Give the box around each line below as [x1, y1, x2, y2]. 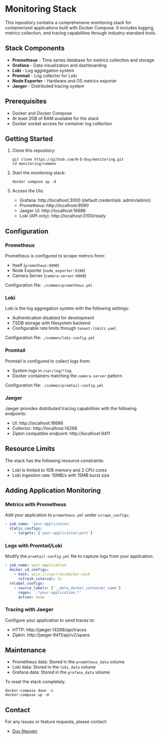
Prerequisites [5, 97, 47, 106]
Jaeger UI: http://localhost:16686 [19, 208, 86, 213]
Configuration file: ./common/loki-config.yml [5, 335, 95, 340]
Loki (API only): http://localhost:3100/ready [19, 213, 106, 219]
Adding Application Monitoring [5, 486, 101, 495]
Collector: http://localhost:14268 [12, 425, 78, 431]
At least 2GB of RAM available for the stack [12, 115, 99, 121]
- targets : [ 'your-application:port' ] [14, 531, 93, 536]
